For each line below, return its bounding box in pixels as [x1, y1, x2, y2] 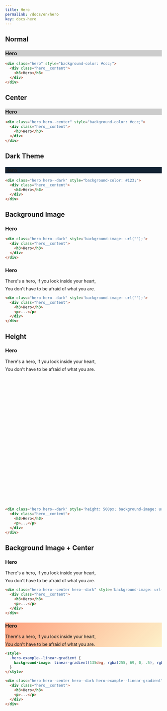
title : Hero [5, 7, 30, 12]
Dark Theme [5, 152, 44, 160]
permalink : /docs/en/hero [5, 12, 59, 17]
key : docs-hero [5, 16, 37, 21]
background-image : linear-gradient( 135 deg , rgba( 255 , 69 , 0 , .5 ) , [14, 660, 155, 665]
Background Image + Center [5, 544, 94, 552]
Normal [5, 35, 29, 43]
